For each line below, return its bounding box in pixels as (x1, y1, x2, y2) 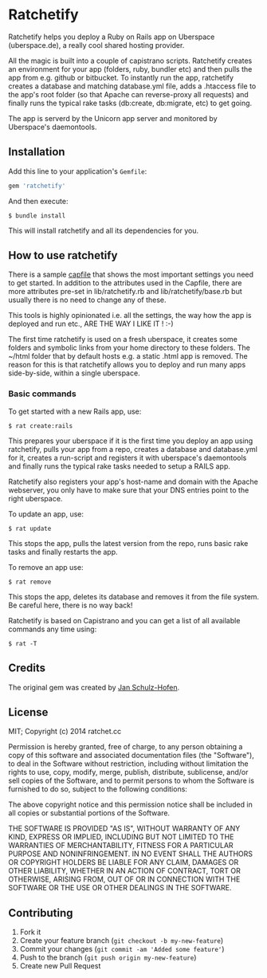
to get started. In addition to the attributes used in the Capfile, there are (8, 278, 242, 288)
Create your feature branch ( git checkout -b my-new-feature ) (19, 936, 224, 945)
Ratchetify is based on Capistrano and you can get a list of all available (8, 615, 241, 625)
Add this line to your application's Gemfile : (8, 166, 147, 176)
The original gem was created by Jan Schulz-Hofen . (8, 682, 180, 692)
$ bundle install (8, 211, 66, 220)
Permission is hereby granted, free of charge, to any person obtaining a (8, 742, 243, 752)
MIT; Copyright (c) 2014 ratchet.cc (8, 727, 122, 736)
